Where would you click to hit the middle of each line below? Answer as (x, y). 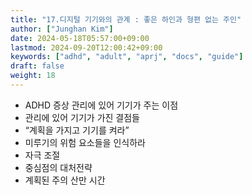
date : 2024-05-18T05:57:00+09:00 (80, 38)
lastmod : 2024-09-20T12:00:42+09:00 (86, 47)
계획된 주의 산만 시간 (65, 180)
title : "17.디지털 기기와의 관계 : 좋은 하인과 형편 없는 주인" (126, 19)
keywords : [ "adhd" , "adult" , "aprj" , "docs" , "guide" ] (127, 57)
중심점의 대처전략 (58, 167)
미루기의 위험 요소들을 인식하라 (85, 142)
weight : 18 (33, 76)
